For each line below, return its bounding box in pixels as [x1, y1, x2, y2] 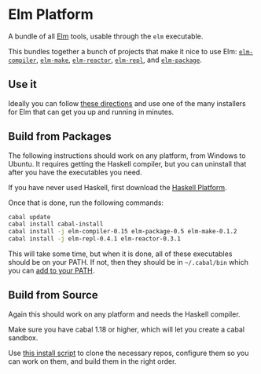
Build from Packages [8, 130, 112, 143]
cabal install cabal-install [8, 220, 104, 229]
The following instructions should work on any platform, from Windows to [8, 151, 246, 160]
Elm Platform [8, 5, 94, 24]
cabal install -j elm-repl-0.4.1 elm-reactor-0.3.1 [8, 235, 181, 243]
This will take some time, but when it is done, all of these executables [8, 249, 233, 258]
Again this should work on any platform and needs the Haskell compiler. [8, 309, 241, 319]
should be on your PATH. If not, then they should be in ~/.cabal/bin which [8, 258, 249, 267]
